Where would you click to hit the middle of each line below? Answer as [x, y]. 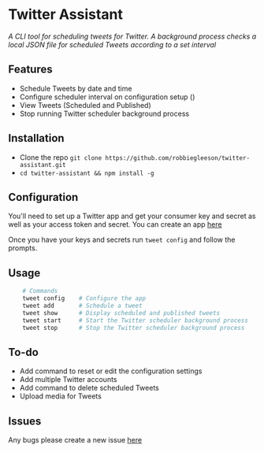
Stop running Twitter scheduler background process [104, 113]
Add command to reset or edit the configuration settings [111, 371]
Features [30, 70]
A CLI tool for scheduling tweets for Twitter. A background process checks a [132, 36]
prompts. [23, 248]
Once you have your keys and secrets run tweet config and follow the [122, 240]
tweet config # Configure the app [84, 298]
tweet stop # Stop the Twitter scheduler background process [134, 328]
